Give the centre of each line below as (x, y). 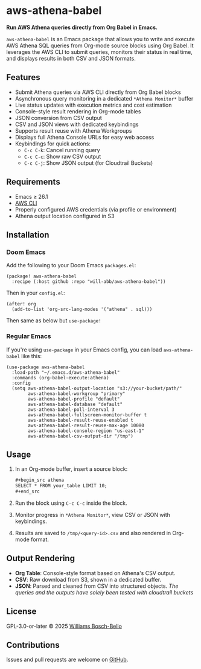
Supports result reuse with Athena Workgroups (73, 130)
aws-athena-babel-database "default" (75, 404)
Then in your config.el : (36, 293)
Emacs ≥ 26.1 (31, 196)
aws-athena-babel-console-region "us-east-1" (86, 431)
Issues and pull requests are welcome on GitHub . (67, 660)
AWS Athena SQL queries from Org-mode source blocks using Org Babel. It (100, 45)
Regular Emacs (29, 336)
